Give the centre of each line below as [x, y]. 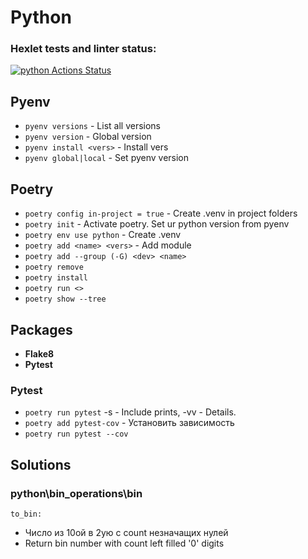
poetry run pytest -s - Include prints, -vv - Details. [130, 412]
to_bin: [26, 514]
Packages [41, 329]
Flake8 [39, 353]
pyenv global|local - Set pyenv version [107, 158]
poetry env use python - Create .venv [103, 235]
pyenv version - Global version [88, 137]
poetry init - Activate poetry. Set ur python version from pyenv [157, 224]
